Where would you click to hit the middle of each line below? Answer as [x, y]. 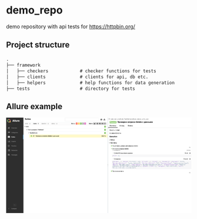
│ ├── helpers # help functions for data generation [91, 83]
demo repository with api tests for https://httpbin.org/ [71, 26]
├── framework [24, 65]
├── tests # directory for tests [71, 89]
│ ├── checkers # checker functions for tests [81, 71]
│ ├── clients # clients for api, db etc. [77, 77]
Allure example [34, 107]
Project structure [38, 45]
